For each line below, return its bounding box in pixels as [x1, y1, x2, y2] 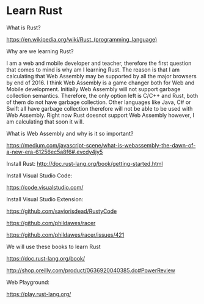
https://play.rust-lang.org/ [6, 290, 71, 297]
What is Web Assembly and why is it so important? [6, 130, 134, 137]
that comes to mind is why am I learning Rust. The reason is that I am [6, 65, 180, 73]
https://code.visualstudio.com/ [6, 184, 84, 191]
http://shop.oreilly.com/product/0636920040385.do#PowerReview [6, 267, 175, 274]
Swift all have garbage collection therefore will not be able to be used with [6, 105, 193, 112]
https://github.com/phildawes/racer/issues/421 [6, 231, 125, 239]
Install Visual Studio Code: [6, 172, 73, 179]
